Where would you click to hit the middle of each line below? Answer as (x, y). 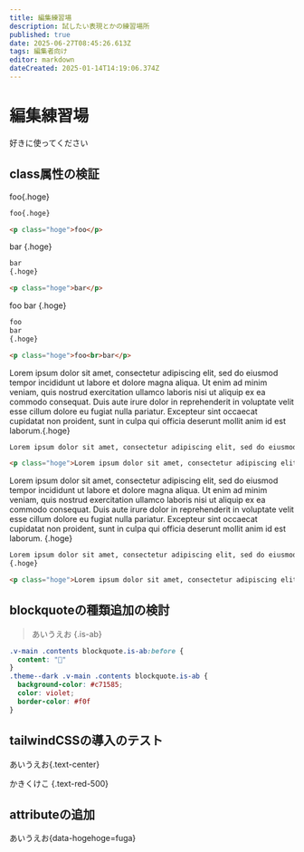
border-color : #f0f (54, 702)
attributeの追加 (52, 814)
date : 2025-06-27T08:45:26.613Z (70, 43)
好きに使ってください (49, 142)
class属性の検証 (54, 174)
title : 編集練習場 (41, 18)
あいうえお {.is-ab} (66, 634)
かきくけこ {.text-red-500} (59, 783)
